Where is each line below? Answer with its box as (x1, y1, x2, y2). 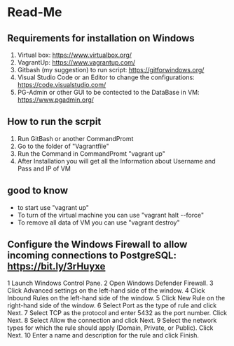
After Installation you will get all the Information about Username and (17, 157, 216, 165)
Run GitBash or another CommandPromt (17, 134, 134, 142)
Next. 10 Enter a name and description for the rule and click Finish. (7, 331, 200, 340)
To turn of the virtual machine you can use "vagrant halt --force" (17, 211, 205, 219)
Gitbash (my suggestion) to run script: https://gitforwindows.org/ (17, 66, 205, 74)
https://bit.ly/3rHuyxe (7, 260, 106, 272)
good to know (7, 185, 69, 197)
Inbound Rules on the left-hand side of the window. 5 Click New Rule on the (7, 294, 226, 302)
